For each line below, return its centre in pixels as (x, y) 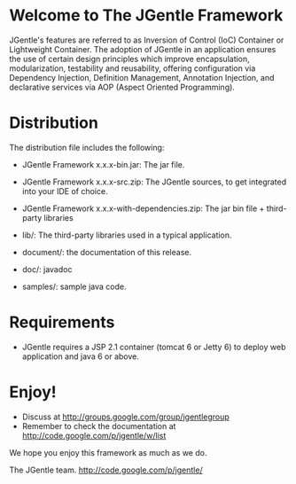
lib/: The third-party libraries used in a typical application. (127, 235)
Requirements (62, 322)
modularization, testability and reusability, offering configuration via (132, 68)
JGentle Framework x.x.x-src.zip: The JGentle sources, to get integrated (154, 182)
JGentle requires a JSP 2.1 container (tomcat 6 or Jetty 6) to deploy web (154, 347)
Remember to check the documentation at (99, 425)
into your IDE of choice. (65, 191)
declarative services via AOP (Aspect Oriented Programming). (122, 87)
